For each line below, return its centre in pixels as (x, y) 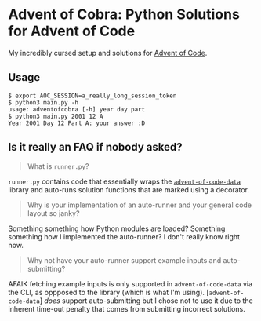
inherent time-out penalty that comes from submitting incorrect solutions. (127, 308)
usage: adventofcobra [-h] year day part (77, 109)
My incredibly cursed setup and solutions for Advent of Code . (108, 53)
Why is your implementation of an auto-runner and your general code (140, 205)
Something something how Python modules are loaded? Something (117, 228)
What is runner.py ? (58, 166)
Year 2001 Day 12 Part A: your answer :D (77, 123)
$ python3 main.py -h (43, 102)
